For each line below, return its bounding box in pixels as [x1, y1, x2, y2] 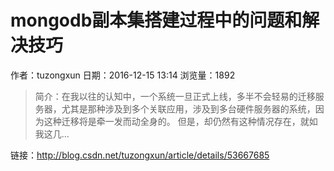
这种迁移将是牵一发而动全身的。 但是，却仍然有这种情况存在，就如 [43, 115, 318, 127]
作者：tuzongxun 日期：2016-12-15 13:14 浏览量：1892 [10, 69, 236, 81]
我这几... [34, 127, 70, 140]
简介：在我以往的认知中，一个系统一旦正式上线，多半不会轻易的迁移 [34, 90, 316, 102]
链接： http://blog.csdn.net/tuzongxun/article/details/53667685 [10, 149, 270, 161]
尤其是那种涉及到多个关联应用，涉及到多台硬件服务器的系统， [61, 102, 316, 115]
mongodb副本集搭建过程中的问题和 [10, 9, 303, 32]
